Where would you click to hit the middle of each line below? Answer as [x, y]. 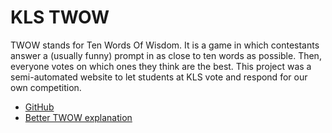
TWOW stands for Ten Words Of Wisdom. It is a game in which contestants [165, 45]
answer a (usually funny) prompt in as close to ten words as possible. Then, [166, 55]
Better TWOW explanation [78, 117]
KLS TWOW [60, 17]
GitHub [39, 107]
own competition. [46, 87]
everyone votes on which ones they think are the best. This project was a [161, 66]
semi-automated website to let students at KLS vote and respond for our [159, 77]
